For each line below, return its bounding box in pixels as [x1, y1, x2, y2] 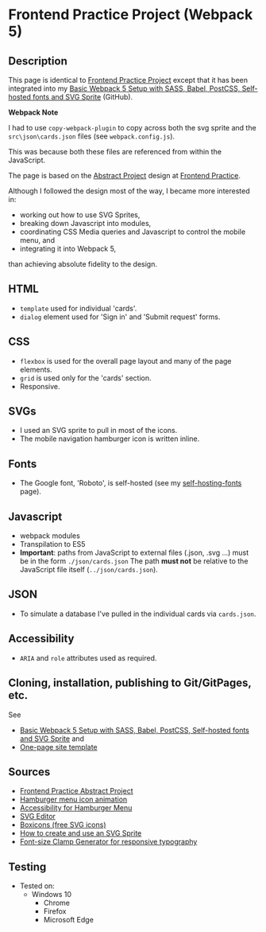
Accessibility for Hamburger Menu [19, 803, 133, 813]
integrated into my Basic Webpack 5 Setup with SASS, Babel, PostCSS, [8, 84, 241, 93]
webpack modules [19, 531, 81, 540]
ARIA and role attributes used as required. [19, 653, 157, 662]
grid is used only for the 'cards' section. [19, 372, 152, 383]
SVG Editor [19, 812, 56, 821]
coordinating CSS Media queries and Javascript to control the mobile [19, 227, 246, 236]
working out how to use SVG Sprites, [19, 210, 141, 220]
